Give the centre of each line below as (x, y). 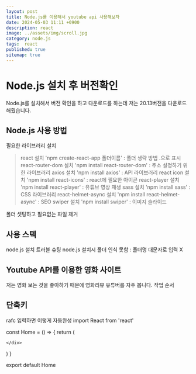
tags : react (22, 44)
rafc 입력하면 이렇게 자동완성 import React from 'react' (70, 320)
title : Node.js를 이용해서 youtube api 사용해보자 (63, 17)
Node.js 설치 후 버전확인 (62, 86)
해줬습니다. (19, 110)
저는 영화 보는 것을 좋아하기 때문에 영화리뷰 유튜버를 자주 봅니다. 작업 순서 (90, 285)
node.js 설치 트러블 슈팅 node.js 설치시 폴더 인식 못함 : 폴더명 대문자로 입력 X (94, 250)
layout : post (22, 11)
